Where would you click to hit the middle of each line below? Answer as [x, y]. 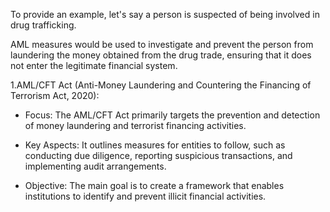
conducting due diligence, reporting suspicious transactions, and [158, 155]
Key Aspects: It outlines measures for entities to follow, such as [155, 145]
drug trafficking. [43, 25]
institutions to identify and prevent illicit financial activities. [145, 196]
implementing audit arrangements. [95, 166]
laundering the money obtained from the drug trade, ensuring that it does [161, 55]
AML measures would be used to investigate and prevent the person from [162, 44]
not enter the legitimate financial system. [94, 65]
